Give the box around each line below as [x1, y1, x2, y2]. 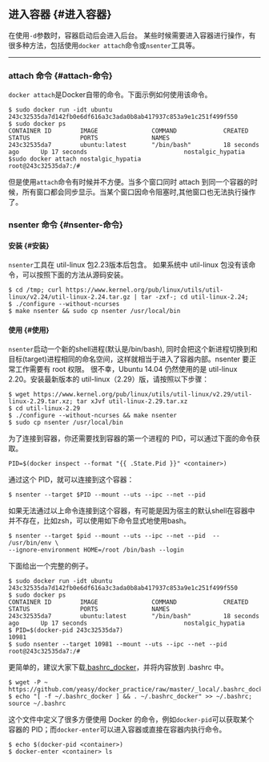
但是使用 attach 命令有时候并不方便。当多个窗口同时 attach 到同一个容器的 [8, 177, 251, 187]
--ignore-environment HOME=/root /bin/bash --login [8, 546, 184, 554]
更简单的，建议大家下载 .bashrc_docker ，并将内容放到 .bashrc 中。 [8, 662, 228, 672]
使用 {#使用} [8, 324, 50, 335]
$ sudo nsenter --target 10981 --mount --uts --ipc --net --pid [8, 641, 227, 649]
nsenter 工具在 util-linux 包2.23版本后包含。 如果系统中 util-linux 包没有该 [8, 260, 249, 270]
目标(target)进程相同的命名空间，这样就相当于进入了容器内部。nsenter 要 [8, 354, 250, 364]
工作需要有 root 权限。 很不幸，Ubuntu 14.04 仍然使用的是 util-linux [14, 365, 238, 374]
